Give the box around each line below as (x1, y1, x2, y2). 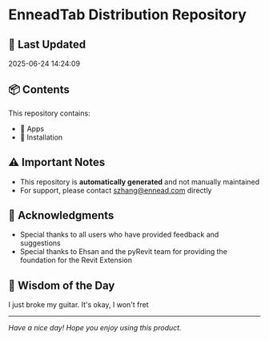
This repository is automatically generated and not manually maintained (19, 176, 260, 186)
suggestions (19, 238, 62, 248)
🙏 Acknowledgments (8, 208, 114, 222)
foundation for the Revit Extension (19, 255, 132, 265)
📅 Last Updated (8, 38, 86, 51)
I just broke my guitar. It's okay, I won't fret (8, 300, 150, 310)
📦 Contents (8, 83, 70, 97)
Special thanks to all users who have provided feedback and (19, 230, 219, 240)
